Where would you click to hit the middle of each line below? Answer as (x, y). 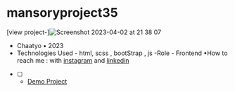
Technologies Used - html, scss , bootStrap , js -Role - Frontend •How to (122, 53)
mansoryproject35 (62, 13)
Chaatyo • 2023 (40, 45)
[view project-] (28, 32)
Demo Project (47, 81)
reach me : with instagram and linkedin (73, 60)
